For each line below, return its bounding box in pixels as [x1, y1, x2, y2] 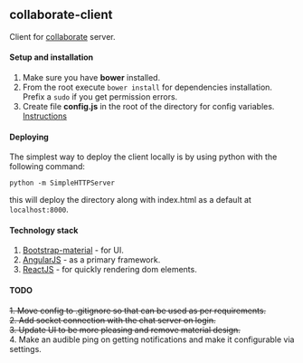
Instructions [22, 110, 68, 121]
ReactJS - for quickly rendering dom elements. [22, 264, 197, 275]
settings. [9, 343, 43, 354]
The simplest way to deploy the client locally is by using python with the [9, 151, 278, 162]
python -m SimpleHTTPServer [9, 178, 116, 188]
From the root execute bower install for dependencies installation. [22, 81, 273, 93]
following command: [9, 161, 86, 172]
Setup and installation [9, 52, 94, 62]
